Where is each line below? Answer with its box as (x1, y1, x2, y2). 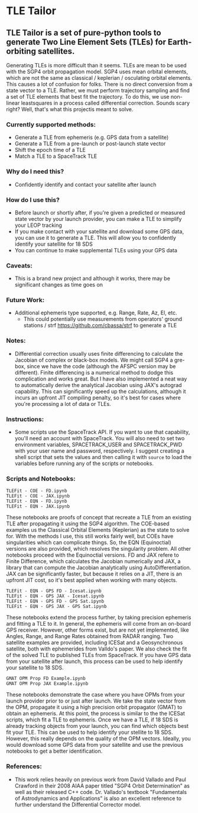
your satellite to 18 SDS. (6, 664, 64, 671)
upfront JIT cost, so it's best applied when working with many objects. (6, 577, 177, 584)
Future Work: (6, 296, 45, 304)
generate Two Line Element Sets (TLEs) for (6, 37, 167, 47)
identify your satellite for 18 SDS (14, 240, 93, 248)
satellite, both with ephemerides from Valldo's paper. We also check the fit (6, 645, 187, 652)
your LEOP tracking (14, 222, 62, 229)
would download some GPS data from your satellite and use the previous (6, 742, 183, 749)
